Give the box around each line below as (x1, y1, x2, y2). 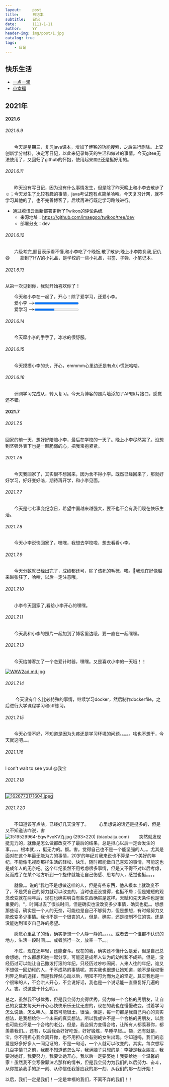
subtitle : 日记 (5, 17, 40, 22)
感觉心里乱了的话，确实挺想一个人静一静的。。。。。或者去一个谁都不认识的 (14, 931, 164, 937)
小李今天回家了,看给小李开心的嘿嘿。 (14, 602, 91, 608)
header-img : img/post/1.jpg (5, 31, 64, 36)
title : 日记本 (5, 12, 44, 17)
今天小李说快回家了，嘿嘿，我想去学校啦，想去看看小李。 (14, 540, 133, 546)
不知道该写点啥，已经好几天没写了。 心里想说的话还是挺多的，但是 (14, 821, 161, 827)
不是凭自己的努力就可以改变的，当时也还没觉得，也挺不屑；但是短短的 (14, 888, 159, 895)
